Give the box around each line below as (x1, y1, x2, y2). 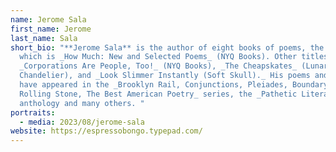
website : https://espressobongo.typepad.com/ (10, 126, 203, 136)
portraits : (10, 107, 56, 118)
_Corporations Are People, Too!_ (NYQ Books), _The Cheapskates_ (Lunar (19, 61, 329, 71)
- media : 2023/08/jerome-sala (19, 117, 145, 127)
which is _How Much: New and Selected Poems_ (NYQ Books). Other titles (19, 52, 329, 62)
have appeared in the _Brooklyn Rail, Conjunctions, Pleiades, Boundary (19, 80, 329, 90)
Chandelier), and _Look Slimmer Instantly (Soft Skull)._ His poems (19, 71, 311, 81)
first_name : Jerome (10, 24, 92, 34)
